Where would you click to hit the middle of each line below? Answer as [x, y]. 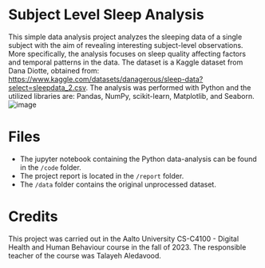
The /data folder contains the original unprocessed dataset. [118, 184]
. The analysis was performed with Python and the [168, 87]
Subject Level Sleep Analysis [107, 15]
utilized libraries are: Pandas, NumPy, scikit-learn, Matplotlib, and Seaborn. [131, 96]
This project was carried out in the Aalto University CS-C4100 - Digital [124, 238]
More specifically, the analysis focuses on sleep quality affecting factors [127, 53]
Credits [33, 217]
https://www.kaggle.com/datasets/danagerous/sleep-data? [106, 79]
